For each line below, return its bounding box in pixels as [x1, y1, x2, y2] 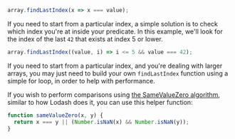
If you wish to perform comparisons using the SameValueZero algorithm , [7, 90, 221, 99]
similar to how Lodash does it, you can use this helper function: [7, 98, 194, 106]
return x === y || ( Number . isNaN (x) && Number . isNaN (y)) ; [14, 118, 190, 125]
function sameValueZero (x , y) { [7, 111, 103, 119]
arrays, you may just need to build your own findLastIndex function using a [7, 68, 229, 78]
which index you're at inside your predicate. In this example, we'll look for [7, 27, 223, 36]
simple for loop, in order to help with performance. [7, 76, 155, 85]
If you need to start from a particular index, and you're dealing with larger [7, 61, 223, 70]
